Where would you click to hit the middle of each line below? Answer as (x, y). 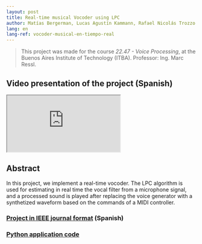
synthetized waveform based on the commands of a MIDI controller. (91, 202)
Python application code (43, 234)
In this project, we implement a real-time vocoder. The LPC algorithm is (94, 183)
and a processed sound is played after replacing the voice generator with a (99, 196)
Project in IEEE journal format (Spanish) (65, 218)
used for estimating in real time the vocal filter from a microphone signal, (96, 189)
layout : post (23, 12)
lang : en (17, 29)
